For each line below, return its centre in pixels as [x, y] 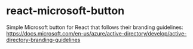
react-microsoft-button [65, 11]
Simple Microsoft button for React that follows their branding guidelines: [95, 27]
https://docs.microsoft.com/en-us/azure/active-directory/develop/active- [96, 33]
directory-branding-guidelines [43, 40]
